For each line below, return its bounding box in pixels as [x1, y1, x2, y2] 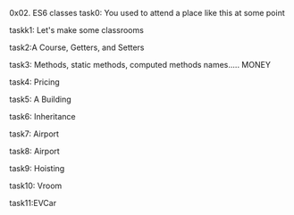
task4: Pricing [9, 77, 60, 87]
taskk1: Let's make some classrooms [9, 25, 145, 35]
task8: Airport [9, 146, 60, 156]
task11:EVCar [9, 198, 56, 208]
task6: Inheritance [9, 112, 76, 121]
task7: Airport [9, 128, 60, 139]
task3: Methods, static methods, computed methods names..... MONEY [9, 60, 271, 70]
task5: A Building [9, 94, 71, 104]
